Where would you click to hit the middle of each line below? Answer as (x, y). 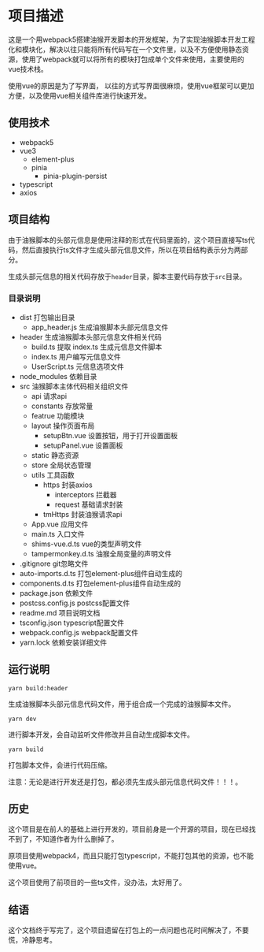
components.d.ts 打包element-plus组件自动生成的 (100, 583)
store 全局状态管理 (61, 465)
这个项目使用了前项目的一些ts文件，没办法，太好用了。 (97, 883)
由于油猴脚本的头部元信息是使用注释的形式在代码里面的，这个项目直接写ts (128, 240)
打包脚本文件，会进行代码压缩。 (60, 764)
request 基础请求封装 (89, 504)
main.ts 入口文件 (58, 534)
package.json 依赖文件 (56, 593)
